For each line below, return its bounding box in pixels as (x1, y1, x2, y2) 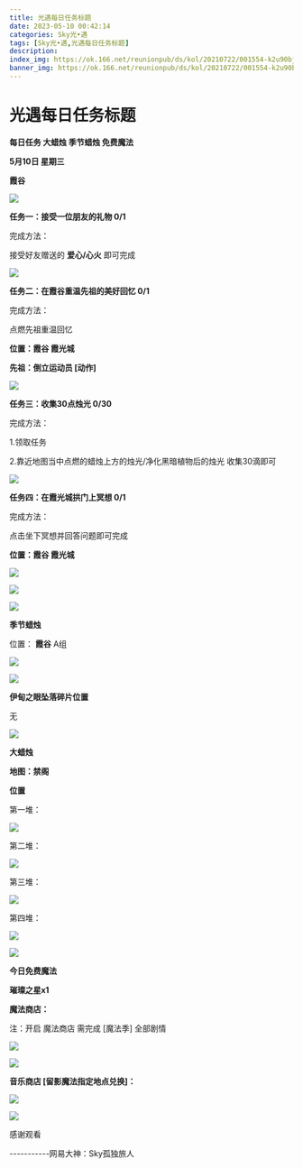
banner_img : (9, 64, 54, 73)
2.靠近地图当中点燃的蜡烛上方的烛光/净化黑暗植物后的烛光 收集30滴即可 (9, 455, 277, 466)
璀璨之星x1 (9, 984, 50, 995)
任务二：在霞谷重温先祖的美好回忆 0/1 (9, 285, 151, 296)
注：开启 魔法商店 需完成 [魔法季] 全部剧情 (9, 1023, 167, 1034)
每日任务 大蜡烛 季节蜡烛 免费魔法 (9, 136, 133, 147)
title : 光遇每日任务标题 (9, 13, 92, 23)
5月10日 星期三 (9, 155, 65, 167)
